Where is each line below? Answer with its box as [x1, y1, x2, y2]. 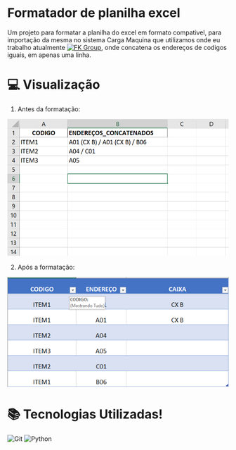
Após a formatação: [17, 263, 75, 271]
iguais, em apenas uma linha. [7, 51, 91, 59]
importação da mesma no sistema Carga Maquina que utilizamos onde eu [7, 35, 221, 44]
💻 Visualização [7, 77, 100, 93]
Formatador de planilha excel [7, 5, 181, 21]
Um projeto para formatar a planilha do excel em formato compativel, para [7, 28, 222, 37]
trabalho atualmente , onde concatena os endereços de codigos [7, 43, 227, 51]
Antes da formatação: [17, 104, 81, 113]
